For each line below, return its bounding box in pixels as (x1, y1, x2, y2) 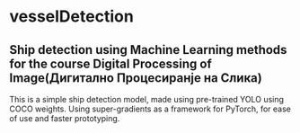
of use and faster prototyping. (9, 113, 120, 123)
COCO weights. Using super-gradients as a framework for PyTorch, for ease (9, 103, 292, 114)
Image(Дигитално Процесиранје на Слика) (9, 70, 262, 85)
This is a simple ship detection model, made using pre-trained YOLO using (9, 94, 285, 104)
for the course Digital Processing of (9, 56, 213, 71)
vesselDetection (9, 6, 135, 27)
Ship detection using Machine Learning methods (9, 42, 287, 58)
